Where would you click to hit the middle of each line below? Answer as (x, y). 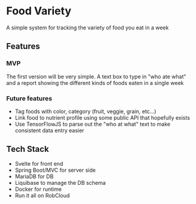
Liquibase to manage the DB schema (60, 182)
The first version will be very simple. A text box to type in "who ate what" (97, 77)
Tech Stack (28, 149)
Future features (29, 98)
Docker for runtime (38, 189)
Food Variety (39, 11)
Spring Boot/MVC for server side (55, 170)
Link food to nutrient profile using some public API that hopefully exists (102, 117)
